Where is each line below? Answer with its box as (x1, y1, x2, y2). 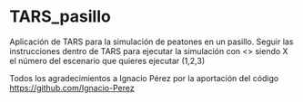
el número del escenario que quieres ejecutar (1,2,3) (9, 55, 206, 66)
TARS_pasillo (9, 6, 111, 27)
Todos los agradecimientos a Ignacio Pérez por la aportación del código (9, 72, 279, 83)
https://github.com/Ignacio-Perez (9, 82, 135, 93)
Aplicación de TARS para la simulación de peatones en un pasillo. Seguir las (9, 36, 294, 47)
